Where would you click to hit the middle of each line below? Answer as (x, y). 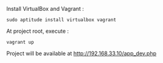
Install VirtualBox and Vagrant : (45, 9)
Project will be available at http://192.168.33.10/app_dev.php (81, 53)
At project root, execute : (38, 31)
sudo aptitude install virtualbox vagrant (61, 20)
